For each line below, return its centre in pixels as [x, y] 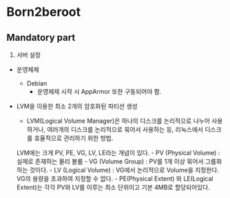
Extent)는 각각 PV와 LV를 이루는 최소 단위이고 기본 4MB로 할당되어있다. [113, 187]
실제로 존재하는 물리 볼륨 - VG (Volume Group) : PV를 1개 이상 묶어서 [110, 161]
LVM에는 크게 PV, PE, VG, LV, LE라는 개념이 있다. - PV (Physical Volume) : [118, 153]
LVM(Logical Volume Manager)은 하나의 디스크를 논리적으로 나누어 [118, 121]
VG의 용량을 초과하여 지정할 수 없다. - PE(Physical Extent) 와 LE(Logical [115, 179]
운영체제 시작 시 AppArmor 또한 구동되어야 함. [99, 91]
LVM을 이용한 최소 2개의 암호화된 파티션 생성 [77, 106]
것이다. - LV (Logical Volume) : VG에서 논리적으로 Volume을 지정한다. [124, 170]
